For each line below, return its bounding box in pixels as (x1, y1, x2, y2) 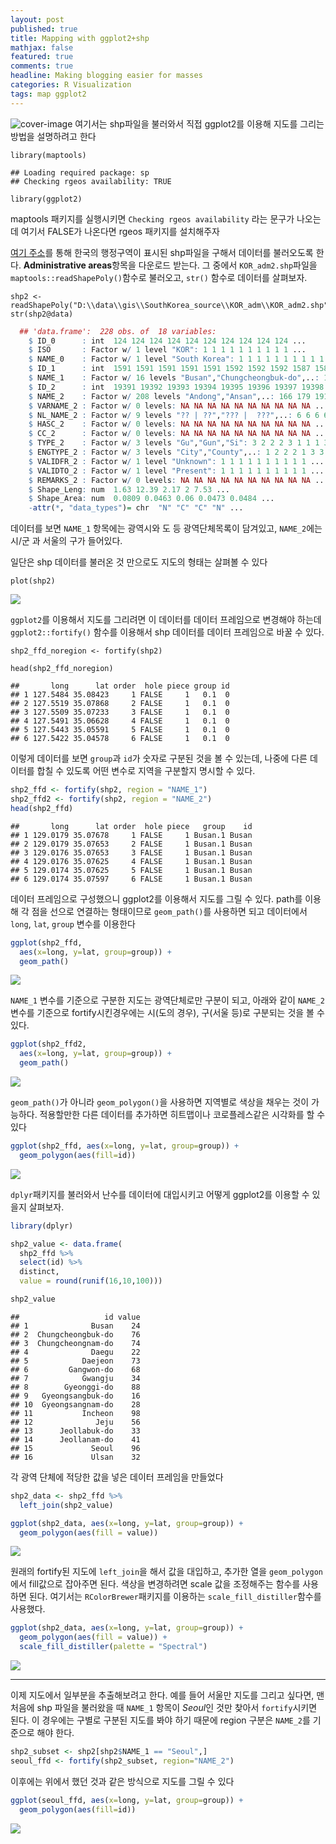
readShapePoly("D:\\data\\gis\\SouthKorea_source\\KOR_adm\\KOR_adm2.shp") (10, 300, 333, 310)
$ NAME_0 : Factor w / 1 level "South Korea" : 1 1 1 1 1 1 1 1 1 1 (28, 354, 325, 365)
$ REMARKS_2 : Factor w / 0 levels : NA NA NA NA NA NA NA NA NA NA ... (28, 475, 329, 485)
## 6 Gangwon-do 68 (10, 1364, 141, 1375)
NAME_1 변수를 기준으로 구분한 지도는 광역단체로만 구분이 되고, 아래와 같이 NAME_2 (10, 994, 325, 1006)
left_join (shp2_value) (19, 1500, 114, 1510)
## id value (10, 1312, 141, 1322)
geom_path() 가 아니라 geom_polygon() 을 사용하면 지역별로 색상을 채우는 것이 (10, 1096, 310, 1108)
